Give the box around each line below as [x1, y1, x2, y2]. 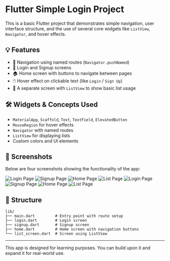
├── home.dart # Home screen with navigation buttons [5, 227, 139, 232]
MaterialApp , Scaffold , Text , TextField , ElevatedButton [12, 116, 127, 122]
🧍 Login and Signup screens [12, 64, 72, 70]
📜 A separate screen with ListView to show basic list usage [12, 85, 136, 91]
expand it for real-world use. [5, 250, 65, 256]
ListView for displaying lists [12, 133, 70, 139]
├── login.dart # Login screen [5, 218, 87, 223]
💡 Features [5, 46, 40, 54]
